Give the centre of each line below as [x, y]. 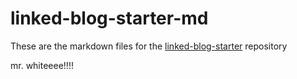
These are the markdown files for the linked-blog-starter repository [149, 46]
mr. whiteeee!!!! [42, 65]
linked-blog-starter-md [109, 18]
